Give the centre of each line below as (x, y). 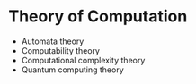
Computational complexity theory (83, 60)
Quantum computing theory (73, 70)
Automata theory (53, 41)
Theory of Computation (98, 17)
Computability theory (61, 50)
